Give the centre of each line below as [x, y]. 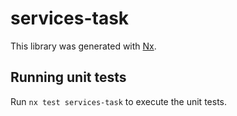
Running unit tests [68, 77]
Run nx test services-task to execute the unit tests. [118, 101]
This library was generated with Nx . [83, 46]
